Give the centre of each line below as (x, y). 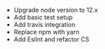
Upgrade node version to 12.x (56, 10)
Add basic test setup (43, 17)
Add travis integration (45, 24)
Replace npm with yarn (46, 32)
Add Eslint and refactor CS (51, 39)
